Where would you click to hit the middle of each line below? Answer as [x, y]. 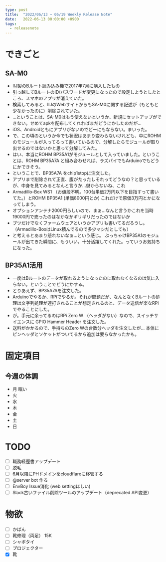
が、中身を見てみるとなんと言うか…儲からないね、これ [69, 186]
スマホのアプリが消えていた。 [56, 98]
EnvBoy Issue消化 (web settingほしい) [51, 486]
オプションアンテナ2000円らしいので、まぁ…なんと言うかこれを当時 [83, 210]
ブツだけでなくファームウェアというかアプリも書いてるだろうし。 [80, 223]
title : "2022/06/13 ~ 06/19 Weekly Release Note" [59, 14]
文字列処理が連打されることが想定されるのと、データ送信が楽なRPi [90, 303]
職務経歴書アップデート [36, 461]
